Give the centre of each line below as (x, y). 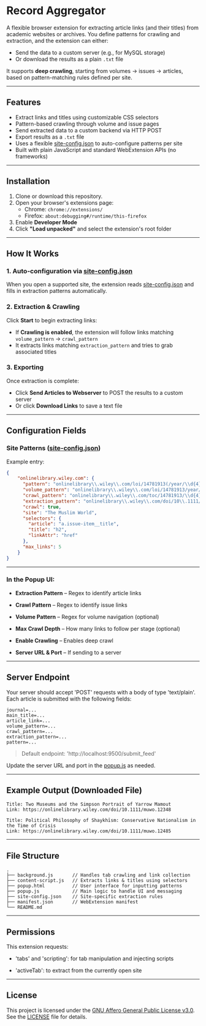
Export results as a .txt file (50, 137)
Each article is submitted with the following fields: (69, 699)
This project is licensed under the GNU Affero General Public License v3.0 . (101, 1010)
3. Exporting (25, 367)
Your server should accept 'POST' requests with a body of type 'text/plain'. (101, 692)
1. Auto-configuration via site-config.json (70, 271)
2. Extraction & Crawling (43, 307)
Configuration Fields (47, 431)
